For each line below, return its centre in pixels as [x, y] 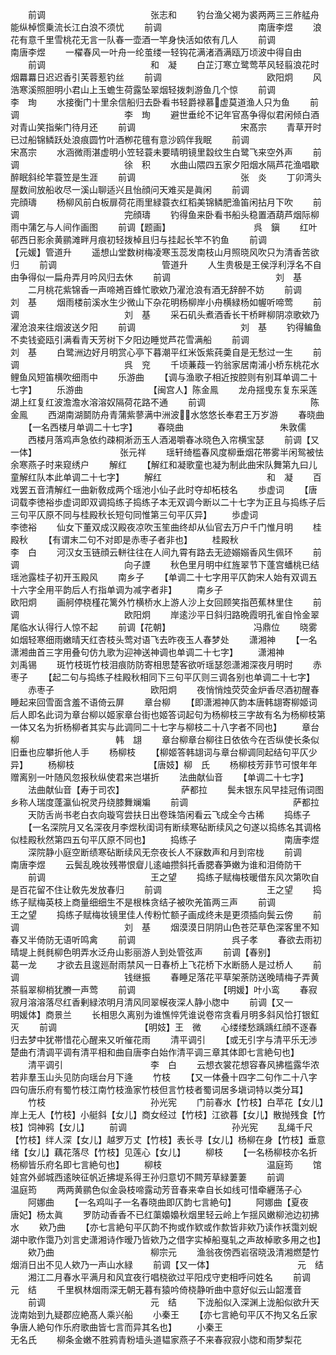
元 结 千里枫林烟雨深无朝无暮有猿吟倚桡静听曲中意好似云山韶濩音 [156, 1289]
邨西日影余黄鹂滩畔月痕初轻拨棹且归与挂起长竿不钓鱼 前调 [138, 239]
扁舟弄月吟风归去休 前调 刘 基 [177, 277]
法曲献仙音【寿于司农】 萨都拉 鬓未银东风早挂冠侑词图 [175, 789]
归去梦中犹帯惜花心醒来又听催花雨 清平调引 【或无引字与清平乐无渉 [164, 1039]
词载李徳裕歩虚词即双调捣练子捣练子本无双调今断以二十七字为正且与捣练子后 [168, 502]
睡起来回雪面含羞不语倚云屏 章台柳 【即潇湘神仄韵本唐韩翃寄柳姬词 [164, 702]
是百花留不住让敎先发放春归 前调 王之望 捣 [166, 889]
